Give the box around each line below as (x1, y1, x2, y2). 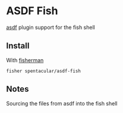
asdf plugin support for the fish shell (6, 24, 95, 31)
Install (6, 41, 30, 51)
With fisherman (6, 56, 44, 63)
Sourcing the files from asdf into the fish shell (6, 99, 118, 107)
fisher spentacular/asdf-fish (6, 68, 81, 74)
